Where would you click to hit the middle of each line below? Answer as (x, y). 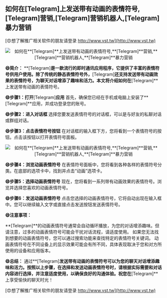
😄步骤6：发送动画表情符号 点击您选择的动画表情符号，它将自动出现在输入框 (83, 198)
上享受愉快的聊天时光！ (29, 280)
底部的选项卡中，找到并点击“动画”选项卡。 (62, 170)
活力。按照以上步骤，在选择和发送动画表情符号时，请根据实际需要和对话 (88, 267)
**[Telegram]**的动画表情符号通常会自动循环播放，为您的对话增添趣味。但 (82, 225)
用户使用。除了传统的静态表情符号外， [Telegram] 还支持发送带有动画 (84, 74)
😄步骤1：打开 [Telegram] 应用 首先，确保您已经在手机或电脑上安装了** (77, 97)
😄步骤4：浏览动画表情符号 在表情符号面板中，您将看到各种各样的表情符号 (81, 164)
